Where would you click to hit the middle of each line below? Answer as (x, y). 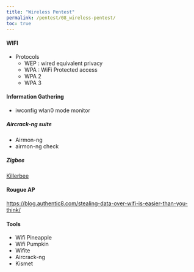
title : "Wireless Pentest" (41, 12)
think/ (14, 210)
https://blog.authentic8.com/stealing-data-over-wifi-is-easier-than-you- (97, 203)
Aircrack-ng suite (29, 124)
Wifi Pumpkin (32, 244)
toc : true (19, 23)
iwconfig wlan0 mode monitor (52, 110)
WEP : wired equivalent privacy (63, 63)
